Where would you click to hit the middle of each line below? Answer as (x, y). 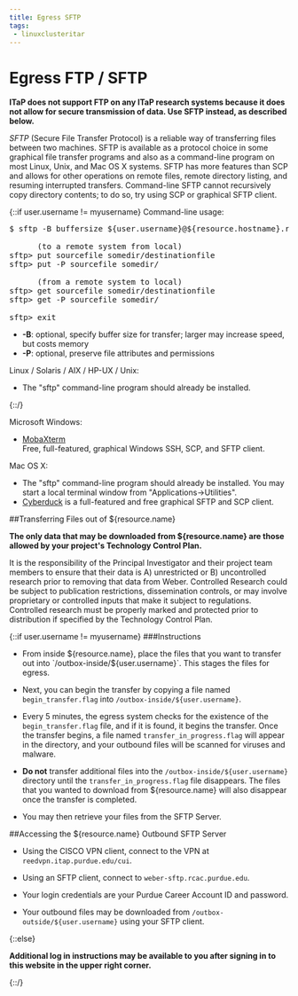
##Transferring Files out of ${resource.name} (92, 519)
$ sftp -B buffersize (56, 229)
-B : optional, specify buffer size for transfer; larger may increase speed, (153, 334)
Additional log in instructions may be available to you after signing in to (143, 956)
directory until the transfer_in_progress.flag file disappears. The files (151, 780)
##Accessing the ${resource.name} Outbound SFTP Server (118, 834)
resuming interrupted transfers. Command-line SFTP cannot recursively (140, 185)
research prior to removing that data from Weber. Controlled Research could (149, 582)
